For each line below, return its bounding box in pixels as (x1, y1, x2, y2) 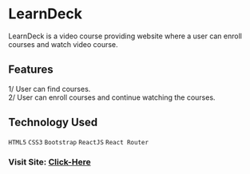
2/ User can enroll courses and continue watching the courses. (8, 93, 216, 102)
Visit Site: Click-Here (8, 156, 91, 168)
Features (8, 63, 54, 77)
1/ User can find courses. (8, 84, 91, 93)
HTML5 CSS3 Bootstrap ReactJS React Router (8, 138, 149, 146)
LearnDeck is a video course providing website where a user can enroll (8, 31, 242, 41)
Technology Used (8, 116, 98, 129)
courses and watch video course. (8, 39, 118, 49)
